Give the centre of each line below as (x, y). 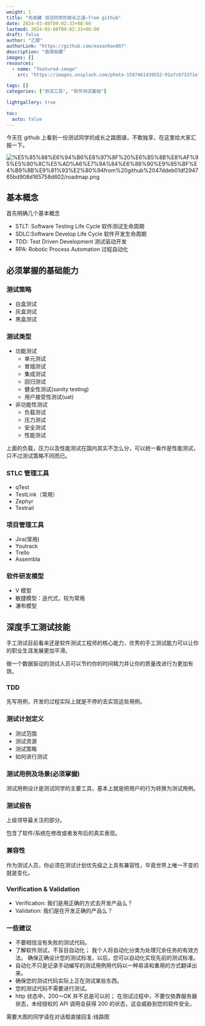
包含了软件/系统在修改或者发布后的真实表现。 (63, 833)
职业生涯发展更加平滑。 (41, 651)
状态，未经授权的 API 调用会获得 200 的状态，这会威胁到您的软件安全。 (105, 1004)
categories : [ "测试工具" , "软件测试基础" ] (56, 92)
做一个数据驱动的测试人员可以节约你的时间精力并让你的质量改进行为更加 (97, 664)
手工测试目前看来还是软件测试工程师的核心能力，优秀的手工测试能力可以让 (100, 643)
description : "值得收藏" (36, 52)
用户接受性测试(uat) (49, 397)
